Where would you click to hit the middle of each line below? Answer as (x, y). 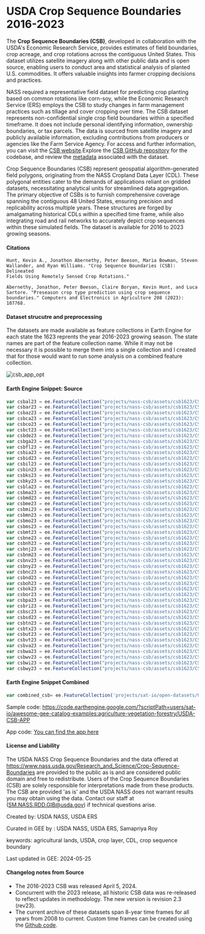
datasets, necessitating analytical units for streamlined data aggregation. (98, 188)
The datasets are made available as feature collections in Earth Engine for (99, 330)
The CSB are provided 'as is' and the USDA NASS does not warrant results (100, 792)
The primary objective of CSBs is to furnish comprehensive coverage (93, 194)
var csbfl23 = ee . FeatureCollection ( (54, 447)
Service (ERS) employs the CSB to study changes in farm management (95, 104)
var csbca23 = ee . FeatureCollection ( (54, 419)
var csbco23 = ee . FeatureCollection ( (54, 425)
